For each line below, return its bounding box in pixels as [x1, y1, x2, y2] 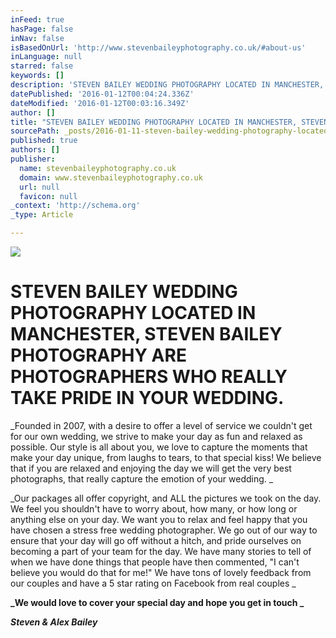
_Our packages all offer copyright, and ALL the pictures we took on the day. [10, 492, 322, 504]
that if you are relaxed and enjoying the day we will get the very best [10, 462, 292, 474]
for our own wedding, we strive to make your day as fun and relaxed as [10, 430, 303, 442]
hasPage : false [10, 24, 74, 34]
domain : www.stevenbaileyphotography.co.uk [19, 172, 203, 183]
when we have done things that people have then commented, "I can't [10, 556, 300, 568]
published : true [10, 136, 78, 146]
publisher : [10, 154, 56, 164]
